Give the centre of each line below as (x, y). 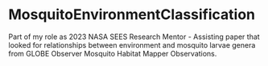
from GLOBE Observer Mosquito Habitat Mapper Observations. (113, 53)
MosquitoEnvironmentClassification (132, 15)
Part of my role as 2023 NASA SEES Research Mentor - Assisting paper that (134, 37)
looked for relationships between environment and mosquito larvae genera (132, 45)
